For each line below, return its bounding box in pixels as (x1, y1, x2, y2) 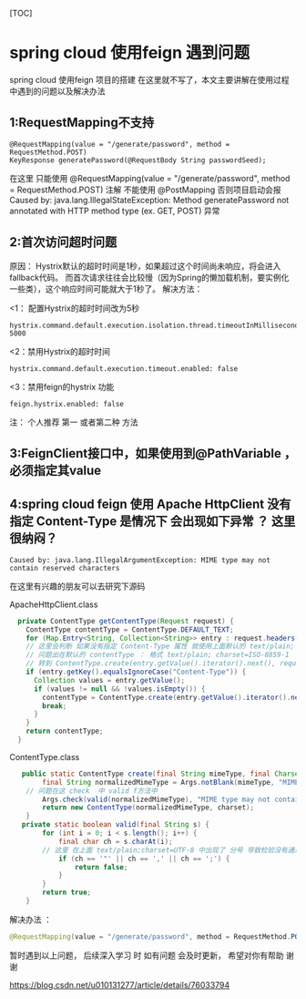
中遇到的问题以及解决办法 (9, 86, 106, 97)
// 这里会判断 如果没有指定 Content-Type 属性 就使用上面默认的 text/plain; (25, 642, 295, 651)
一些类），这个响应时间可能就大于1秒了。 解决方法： (9, 283, 203, 294)
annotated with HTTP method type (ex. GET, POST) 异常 (9, 205, 220, 216)
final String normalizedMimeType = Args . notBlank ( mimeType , (42, 778, 275, 787)
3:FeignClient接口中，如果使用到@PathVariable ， (9, 446, 297, 461)
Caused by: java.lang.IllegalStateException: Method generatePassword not (9, 194, 290, 205)
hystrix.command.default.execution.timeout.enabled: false (9, 364, 239, 373)
